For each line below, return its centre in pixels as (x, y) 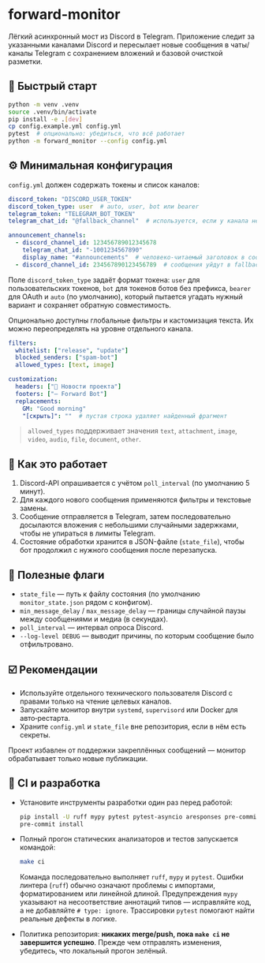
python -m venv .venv (44, 104)
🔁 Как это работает (58, 464)
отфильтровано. (47, 644)
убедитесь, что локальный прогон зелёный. (93, 951)
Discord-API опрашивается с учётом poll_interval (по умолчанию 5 (134, 483)
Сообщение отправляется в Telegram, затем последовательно (125, 517)
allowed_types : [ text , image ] (65, 365)
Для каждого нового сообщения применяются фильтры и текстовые (135, 500)
